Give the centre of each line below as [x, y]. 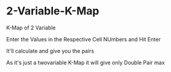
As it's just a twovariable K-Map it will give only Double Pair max [85, 62]
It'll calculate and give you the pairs [50, 51]
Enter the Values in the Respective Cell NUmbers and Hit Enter [83, 39]
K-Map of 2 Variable [31, 28]
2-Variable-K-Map [53, 11]
